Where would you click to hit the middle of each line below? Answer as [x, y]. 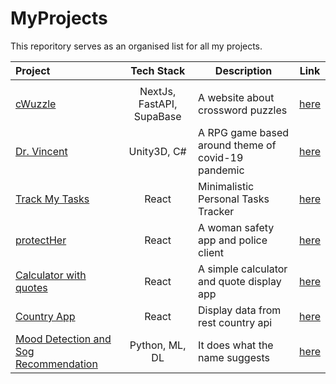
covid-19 [221, 157]
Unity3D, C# [157, 151]
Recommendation [56, 364]
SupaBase [157, 116]
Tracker [216, 211]
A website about [236, 97]
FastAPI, [158, 104]
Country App [45, 316]
